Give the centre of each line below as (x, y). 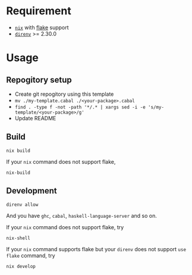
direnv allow (22, 204)
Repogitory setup (39, 79)
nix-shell (18, 238)
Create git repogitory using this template (64, 94)
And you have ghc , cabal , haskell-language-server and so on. (82, 215)
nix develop (21, 266)
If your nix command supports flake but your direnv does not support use (96, 249)
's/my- (156, 107)
